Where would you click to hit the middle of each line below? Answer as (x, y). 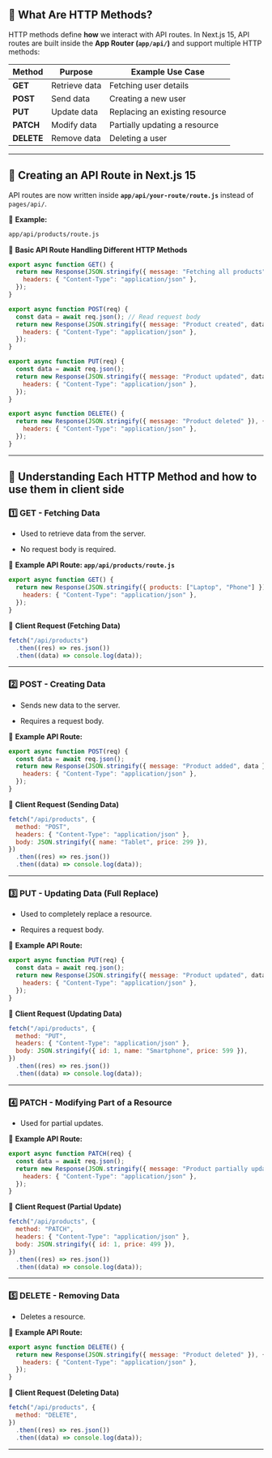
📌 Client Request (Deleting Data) (64, 1393)
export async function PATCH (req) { (70, 1154)
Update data (75, 112)
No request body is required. (68, 549)
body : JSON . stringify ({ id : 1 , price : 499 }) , (96, 1244)
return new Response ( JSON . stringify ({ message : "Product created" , (132, 324)
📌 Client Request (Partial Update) (65, 1207)
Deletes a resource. (53, 1316)
